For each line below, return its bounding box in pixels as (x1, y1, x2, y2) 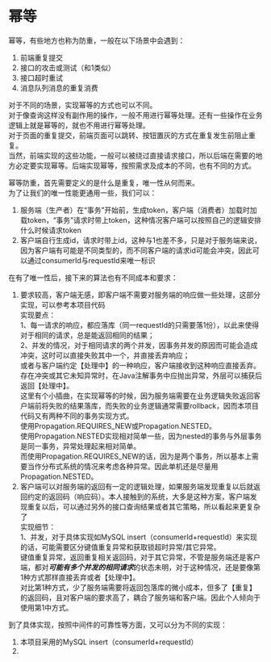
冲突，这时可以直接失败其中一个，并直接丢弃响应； (19, 350, 190, 360)
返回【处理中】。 (19, 380, 74, 390)
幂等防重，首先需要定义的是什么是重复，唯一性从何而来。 (8, 178, 199, 187)
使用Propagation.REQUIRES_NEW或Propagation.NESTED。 (19, 421, 216, 430)
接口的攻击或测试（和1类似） (19, 62, 115, 73)
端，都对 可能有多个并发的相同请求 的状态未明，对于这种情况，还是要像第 (19, 562, 261, 572)
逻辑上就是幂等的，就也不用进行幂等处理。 (8, 120, 150, 130)
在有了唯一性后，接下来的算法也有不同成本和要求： (8, 272, 178, 283)
